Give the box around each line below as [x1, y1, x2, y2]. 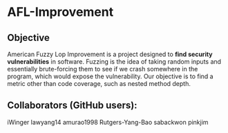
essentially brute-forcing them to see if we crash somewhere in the [7, 65, 198, 73]
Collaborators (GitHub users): [7, 100, 137, 112]
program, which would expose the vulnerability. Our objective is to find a [7, 72, 213, 80]
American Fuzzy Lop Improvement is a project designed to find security [7, 50, 213, 58]
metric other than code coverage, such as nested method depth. [7, 80, 191, 87]
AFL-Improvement [7, 4, 114, 20]
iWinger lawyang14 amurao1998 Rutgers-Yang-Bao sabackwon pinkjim [7, 118, 209, 126]
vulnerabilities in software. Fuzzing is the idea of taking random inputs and [7, 57, 222, 66]
